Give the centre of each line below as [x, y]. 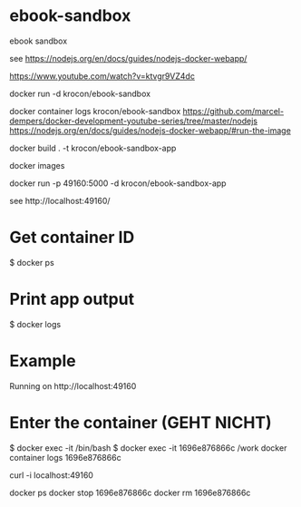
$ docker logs [35, 324]
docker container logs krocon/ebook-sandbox [95, 111]
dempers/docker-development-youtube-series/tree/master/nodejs [134, 121]
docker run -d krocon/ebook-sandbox [80, 93]
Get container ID [72, 238]
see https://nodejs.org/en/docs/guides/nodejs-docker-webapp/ [128, 58]
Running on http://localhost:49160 [73, 385]
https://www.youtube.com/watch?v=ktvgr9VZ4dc [102, 76]
